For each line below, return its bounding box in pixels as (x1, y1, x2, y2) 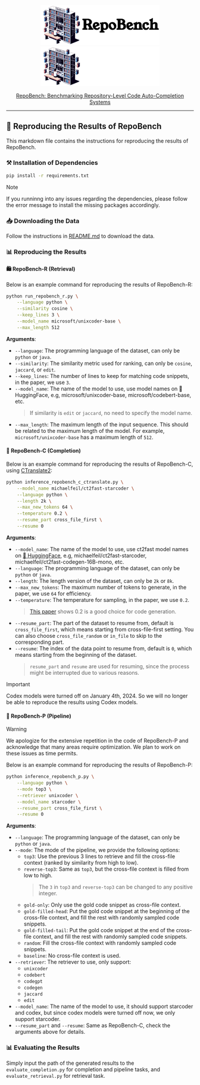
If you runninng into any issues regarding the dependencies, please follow (6, 195, 187, 202)
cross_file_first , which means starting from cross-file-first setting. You (14, 626, 194, 633)
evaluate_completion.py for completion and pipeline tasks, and (6, 1065, 161, 1073)
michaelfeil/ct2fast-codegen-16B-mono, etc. (14, 558, 124, 565)
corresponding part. (14, 638, 64, 646)
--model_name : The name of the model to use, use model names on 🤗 (14, 385, 183, 392)
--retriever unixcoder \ (17, 792, 79, 798)
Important (6, 680, 30, 688)
